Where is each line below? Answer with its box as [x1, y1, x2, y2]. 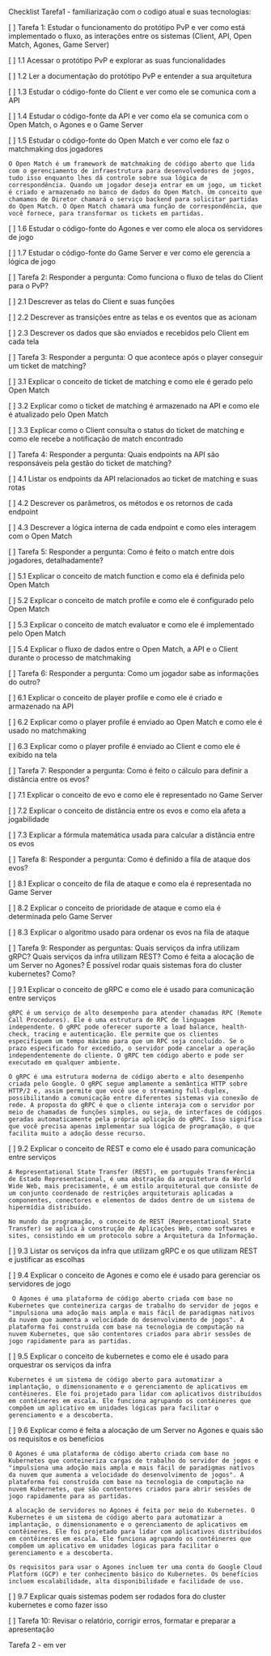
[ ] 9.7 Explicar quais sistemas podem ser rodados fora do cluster [8, 1592, 227, 1601]
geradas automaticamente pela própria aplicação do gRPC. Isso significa [8, 1115, 263, 1123]
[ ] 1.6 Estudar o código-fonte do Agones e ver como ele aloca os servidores [8, 224, 263, 233]
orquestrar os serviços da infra [8, 1360, 112, 1369]
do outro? [8, 677, 40, 687]
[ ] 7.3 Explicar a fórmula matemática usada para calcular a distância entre [8, 830, 256, 840]
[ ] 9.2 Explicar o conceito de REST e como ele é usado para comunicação [8, 1144, 256, 1153]
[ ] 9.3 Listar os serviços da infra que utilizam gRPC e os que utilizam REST [8, 1246, 258, 1256]
